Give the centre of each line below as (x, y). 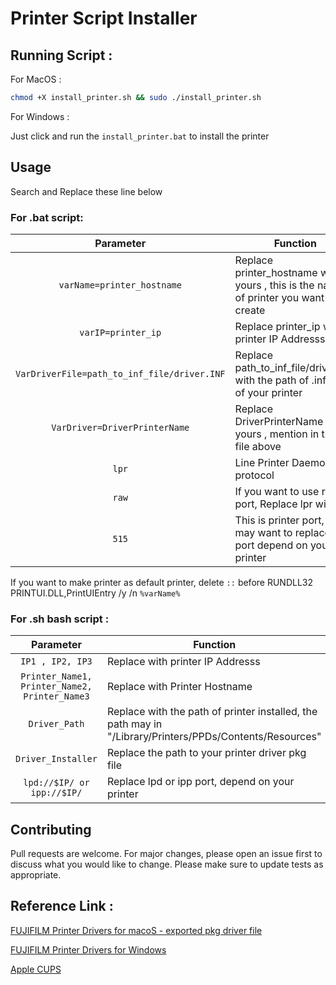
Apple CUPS (36, 969)
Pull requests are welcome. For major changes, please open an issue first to (166, 854)
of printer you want (279, 297)
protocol (254, 475)
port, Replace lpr (273, 504)
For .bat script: (47, 217)
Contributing (51, 829)
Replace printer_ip (277, 326)
